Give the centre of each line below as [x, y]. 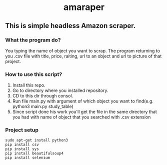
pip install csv [22, 145]
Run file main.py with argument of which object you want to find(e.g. [83, 101]
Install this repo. [29, 85]
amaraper [84, 7]
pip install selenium [28, 158]
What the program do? [33, 40]
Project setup [22, 130]
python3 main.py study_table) [43, 106]
